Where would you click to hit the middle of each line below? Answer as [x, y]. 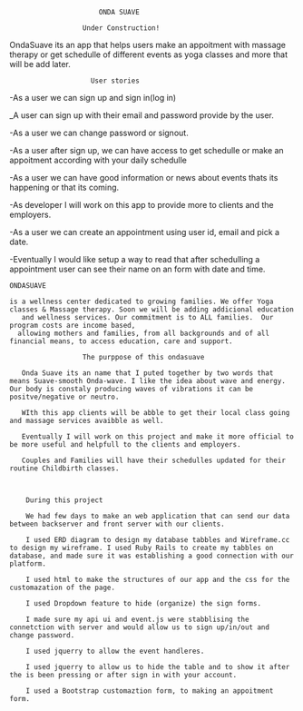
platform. [28, 564]
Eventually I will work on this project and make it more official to [158, 437]
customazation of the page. [63, 588]
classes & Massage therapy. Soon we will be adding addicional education [152, 310]
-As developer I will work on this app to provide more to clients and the [142, 205]
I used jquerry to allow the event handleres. [115, 651]
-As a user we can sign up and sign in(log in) [93, 98]
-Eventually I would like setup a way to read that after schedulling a [135, 259]
